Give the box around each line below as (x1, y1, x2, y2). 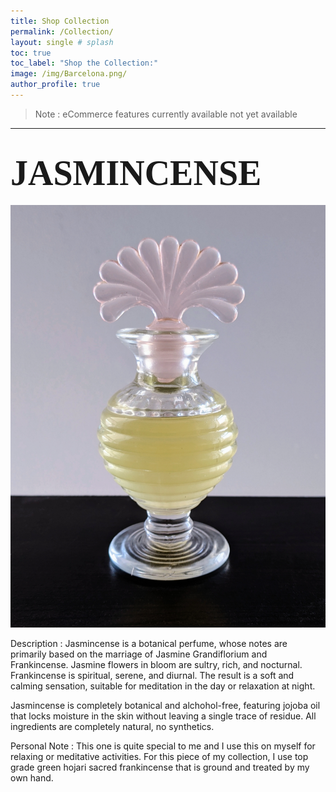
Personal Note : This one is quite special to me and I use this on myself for (10, 740, 316, 752)
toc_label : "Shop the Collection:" (10, 58, 159, 69)
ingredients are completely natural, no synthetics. (10, 721, 215, 733)
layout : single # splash (10, 37, 114, 47)
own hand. (10, 772, 54, 784)
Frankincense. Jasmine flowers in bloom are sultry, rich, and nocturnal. (10, 659, 303, 671)
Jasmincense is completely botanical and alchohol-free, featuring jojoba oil (10, 700, 321, 712)
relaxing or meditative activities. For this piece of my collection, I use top (10, 751, 309, 763)
